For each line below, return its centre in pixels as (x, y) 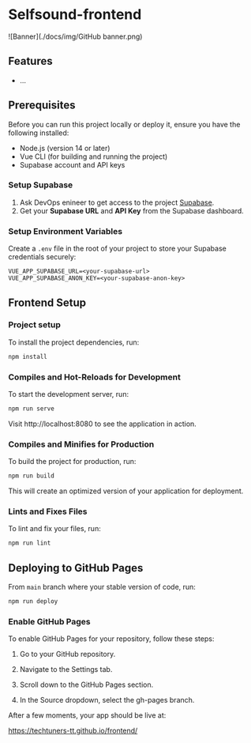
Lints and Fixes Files (48, 511)
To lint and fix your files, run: (54, 529)
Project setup (34, 325)
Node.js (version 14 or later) (65, 148)
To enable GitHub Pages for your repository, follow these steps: (111, 639)
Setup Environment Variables (66, 231)
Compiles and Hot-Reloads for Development (95, 377)
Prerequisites (42, 106)
